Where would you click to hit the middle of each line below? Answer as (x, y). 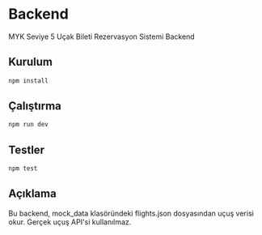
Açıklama (32, 194)
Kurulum (31, 62)
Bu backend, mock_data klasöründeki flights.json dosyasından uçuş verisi (131, 213)
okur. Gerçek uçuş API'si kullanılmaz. (70, 222)
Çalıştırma (35, 106)
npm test (23, 169)
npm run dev (28, 125)
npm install (28, 81)
